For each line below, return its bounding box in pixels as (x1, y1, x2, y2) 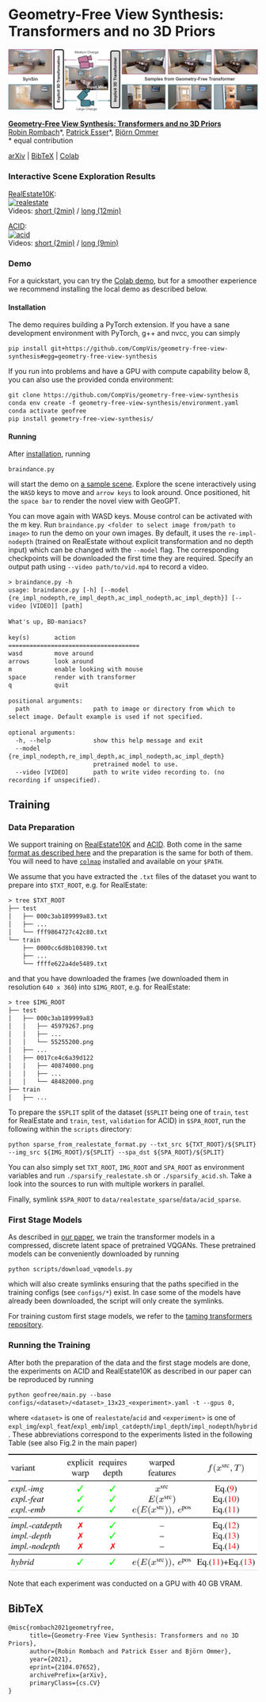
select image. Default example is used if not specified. (8, 713, 203, 722)
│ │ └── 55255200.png (8, 1038, 93, 1046)
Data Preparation (8, 821, 75, 832)
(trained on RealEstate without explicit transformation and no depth (35, 537, 253, 546)
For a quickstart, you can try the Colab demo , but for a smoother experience (8, 276, 257, 286)
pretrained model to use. (93, 760, 179, 769)
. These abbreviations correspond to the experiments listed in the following (8, 1430, 253, 1439)
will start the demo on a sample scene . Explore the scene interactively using (8, 479, 256, 489)
